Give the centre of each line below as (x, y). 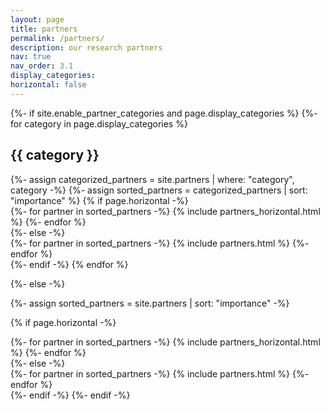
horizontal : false (48, 85)
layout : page (37, 19)
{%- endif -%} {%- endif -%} (70, 395)
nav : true (31, 57)
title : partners (44, 29)
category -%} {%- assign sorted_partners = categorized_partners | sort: (159, 190)
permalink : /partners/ (57, 38)
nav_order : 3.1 (42, 66)
